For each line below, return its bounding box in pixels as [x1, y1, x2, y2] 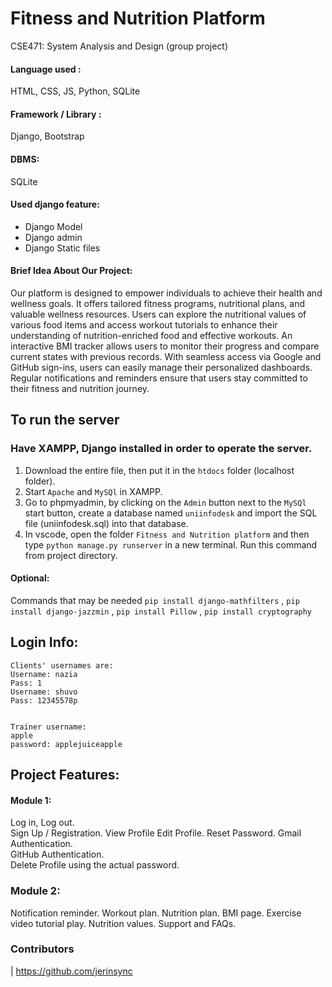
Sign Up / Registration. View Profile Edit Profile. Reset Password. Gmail [10, 827, 302, 839]
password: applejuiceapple [10, 739, 123, 749]
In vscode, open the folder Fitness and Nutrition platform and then [24, 528, 310, 540]
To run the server [10, 412, 120, 429]
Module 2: [10, 884, 61, 898]
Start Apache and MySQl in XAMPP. [24, 485, 163, 497]
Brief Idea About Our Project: [10, 265, 133, 277]
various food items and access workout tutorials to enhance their [10, 318, 278, 331]
